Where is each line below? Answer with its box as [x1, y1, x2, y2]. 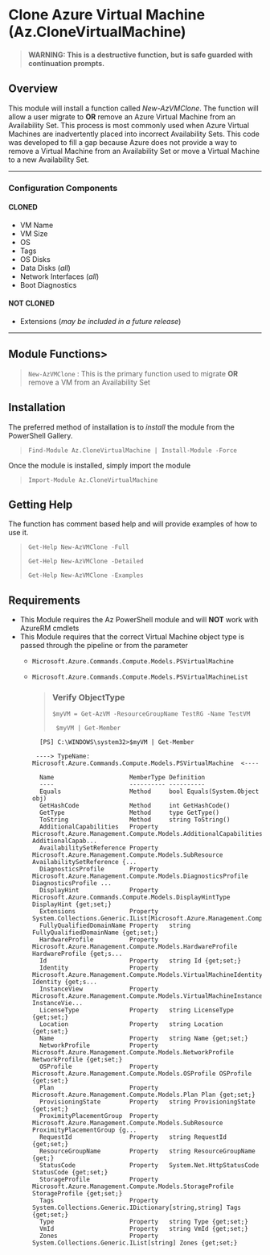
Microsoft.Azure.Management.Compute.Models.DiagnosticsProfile [31, 872, 249, 880]
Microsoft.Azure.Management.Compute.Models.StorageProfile [31, 1182, 235, 1191]
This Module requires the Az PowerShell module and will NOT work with [19, 615, 259, 625]
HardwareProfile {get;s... [31, 950, 123, 958]
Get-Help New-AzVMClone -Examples [27, 571, 144, 580]
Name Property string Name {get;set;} [39, 1034, 249, 1043]
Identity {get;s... [31, 978, 98, 987]
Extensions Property [39, 908, 159, 916]
